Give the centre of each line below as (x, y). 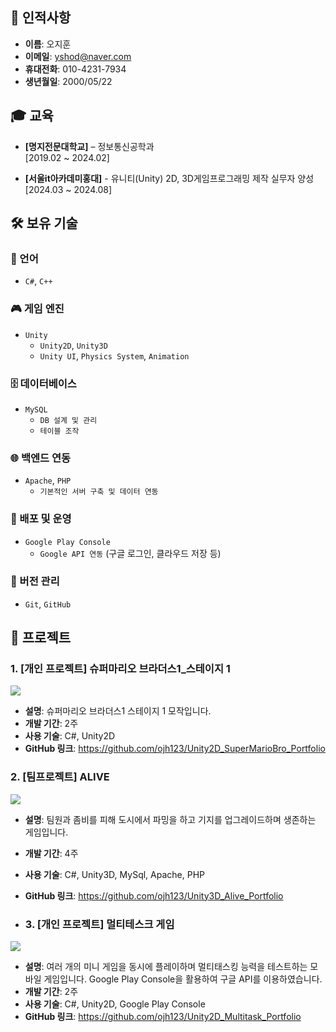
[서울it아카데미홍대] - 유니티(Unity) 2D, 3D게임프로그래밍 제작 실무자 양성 (169, 178)
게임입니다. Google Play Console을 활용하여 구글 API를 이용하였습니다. (183, 979)
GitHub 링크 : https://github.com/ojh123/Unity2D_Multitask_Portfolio (163, 1017)
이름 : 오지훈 (48, 44)
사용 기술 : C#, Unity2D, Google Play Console (115, 1004)
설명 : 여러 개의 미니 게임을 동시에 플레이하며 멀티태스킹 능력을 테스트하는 (166, 967)
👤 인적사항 (41, 18)
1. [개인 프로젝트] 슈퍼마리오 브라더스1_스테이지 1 (120, 669)
